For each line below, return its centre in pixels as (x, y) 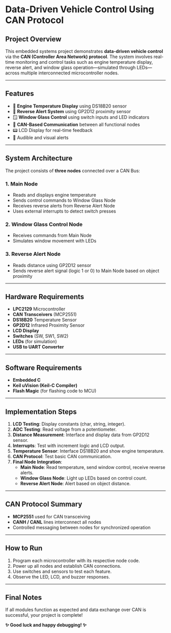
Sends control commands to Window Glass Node (64, 200)
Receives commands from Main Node (52, 235)
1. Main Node (22, 183)
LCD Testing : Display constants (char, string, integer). (69, 424)
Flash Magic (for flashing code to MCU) (54, 391)
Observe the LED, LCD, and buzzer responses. (61, 576)
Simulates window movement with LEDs (54, 241)
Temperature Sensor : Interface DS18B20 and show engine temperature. (88, 451)
